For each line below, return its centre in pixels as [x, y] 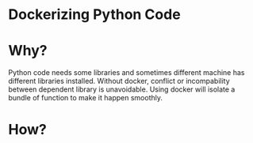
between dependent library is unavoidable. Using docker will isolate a [122, 89]
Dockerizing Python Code [94, 15]
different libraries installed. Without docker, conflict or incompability [119, 81]
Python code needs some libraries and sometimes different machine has [126, 73]
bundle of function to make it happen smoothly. [85, 98]
